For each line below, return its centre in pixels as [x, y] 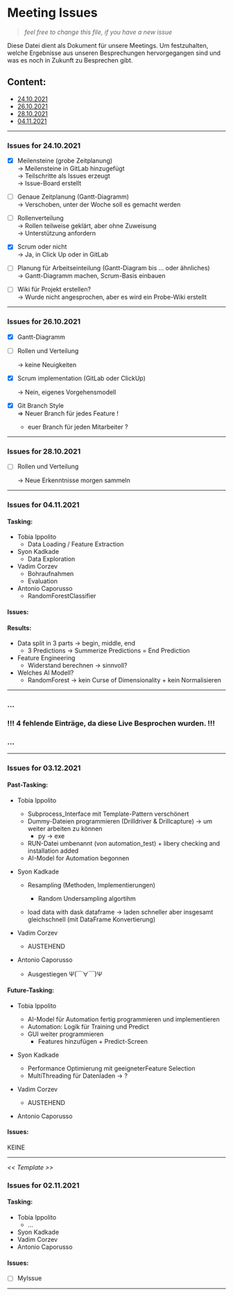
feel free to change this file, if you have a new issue [98, 32]
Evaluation [42, 581]
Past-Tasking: [28, 785]
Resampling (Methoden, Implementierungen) [92, 885]
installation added [53, 851]
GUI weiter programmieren [66, 1034]
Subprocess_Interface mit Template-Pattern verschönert [108, 814]
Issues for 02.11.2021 [43, 1185]
